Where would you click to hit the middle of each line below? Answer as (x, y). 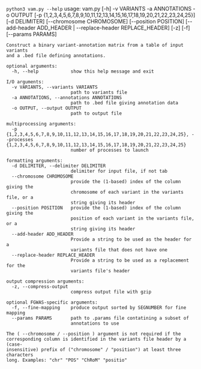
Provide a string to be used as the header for (131, 239)
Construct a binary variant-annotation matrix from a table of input (95, 45)
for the (16, 266)
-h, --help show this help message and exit (83, 71)
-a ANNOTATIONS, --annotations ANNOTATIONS (67, 98)
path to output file (96, 113)
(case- (14, 344)
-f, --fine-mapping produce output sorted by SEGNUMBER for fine (99, 308)
